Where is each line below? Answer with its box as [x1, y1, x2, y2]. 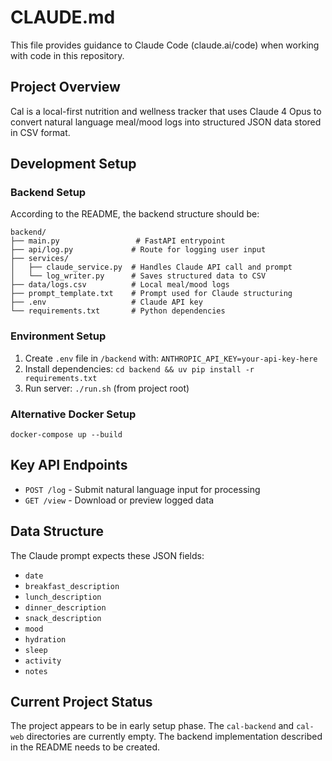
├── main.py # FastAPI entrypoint [10, 236, 226, 246]
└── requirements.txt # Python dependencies [10, 306, 226, 316]
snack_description [24, 613, 102, 623]
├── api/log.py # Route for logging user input [10, 245, 267, 255]
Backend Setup [10, 186, 87, 200]
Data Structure [10, 523, 105, 540]
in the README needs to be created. [10, 741, 161, 753]
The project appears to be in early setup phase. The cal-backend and [10, 720, 295, 732]
